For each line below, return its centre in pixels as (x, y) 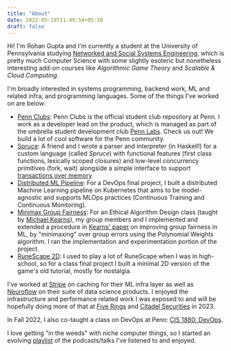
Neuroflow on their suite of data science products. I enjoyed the (98, 292)
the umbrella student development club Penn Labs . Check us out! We (115, 131)
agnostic (30, 198)
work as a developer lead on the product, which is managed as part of (117, 124)
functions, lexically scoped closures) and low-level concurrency (108, 161)
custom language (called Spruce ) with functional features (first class (114, 153)
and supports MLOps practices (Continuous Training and (124, 198)
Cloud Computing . (33, 75)
